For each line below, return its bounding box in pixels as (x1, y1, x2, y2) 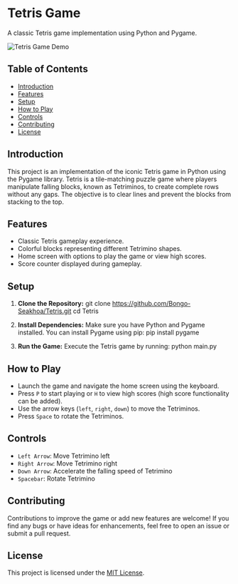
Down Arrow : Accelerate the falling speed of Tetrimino (17, 466, 173, 475)
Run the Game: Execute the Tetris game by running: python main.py (17, 342, 217, 351)
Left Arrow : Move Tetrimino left (17, 451, 110, 460)
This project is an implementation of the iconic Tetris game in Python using (7, 167, 226, 175)
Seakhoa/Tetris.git (17, 307, 72, 315)
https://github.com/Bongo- (112, 299, 191, 308)
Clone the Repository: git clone (17, 299, 112, 308)
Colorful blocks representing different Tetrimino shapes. (17, 245, 183, 253)
